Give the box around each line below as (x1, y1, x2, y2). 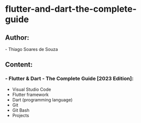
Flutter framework (12, 92, 49, 98)
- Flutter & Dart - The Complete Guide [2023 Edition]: (5, 75, 134, 82)
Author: (5, 33, 29, 42)
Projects (12, 112, 29, 118)
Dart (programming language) (12, 97, 73, 102)
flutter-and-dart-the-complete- (5, 3, 137, 15)
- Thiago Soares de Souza (5, 47, 58, 52)
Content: (5, 60, 33, 69)
